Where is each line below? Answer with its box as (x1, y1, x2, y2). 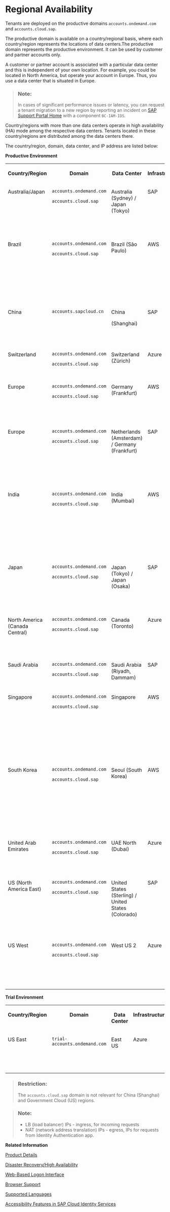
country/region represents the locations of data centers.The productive (5, 41, 153, 47)
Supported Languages (5, 1191, 52, 1197)
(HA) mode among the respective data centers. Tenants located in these (5, 128, 156, 134)
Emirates (8, 846, 29, 853)
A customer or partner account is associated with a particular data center (5, 61, 158, 67)
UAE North (111, 840, 137, 847)
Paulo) (111, 247, 127, 254)
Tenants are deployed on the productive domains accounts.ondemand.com (5, 20, 156, 26)
